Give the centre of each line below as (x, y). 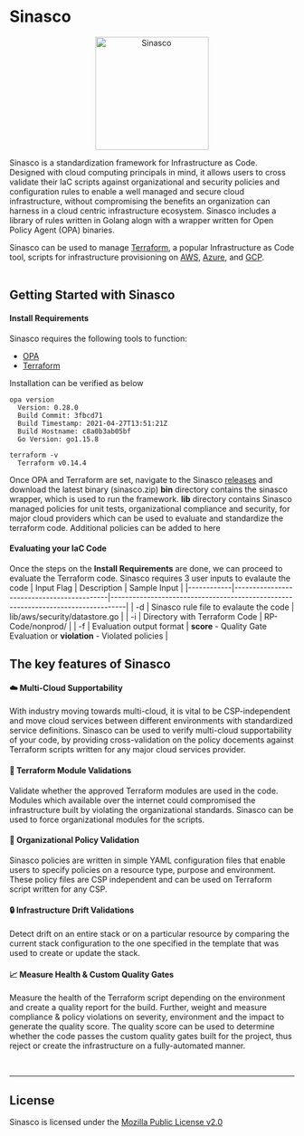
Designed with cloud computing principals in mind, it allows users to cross (148, 172)
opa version (32, 400)
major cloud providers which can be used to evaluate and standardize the (146, 518)
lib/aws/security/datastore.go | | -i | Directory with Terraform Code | (136, 616)
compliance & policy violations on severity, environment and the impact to (147, 1017)
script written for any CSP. (58, 889)
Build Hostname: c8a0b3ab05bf (74, 431)
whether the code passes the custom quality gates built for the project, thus (151, 1037)
